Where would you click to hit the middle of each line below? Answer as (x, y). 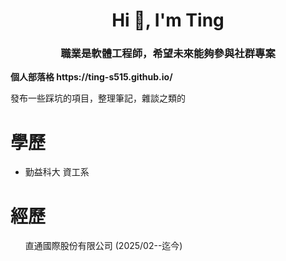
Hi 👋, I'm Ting (168, 20)
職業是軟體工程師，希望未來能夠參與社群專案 (168, 54)
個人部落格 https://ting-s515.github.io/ (91, 77)
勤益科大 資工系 (57, 172)
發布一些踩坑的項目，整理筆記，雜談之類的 (98, 98)
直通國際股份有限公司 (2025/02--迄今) (103, 246)
